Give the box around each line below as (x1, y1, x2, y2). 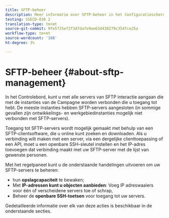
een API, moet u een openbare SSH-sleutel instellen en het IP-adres (5, 141, 146, 147)
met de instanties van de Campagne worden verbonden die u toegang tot (5, 99, 157, 105)
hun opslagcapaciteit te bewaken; (12, 177, 84, 183)
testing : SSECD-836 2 (5, 17, 51, 22)
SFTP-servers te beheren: (5, 167, 59, 173)
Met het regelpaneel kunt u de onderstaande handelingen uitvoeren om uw (5, 161, 160, 168)
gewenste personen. (5, 152, 48, 158)
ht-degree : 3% (5, 40, 35, 45)
